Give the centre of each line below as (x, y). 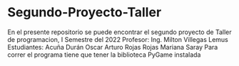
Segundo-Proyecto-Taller (85, 12)
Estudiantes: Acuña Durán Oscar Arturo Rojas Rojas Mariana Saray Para (113, 47)
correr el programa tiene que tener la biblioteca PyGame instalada (104, 55)
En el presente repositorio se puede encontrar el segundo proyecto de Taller (119, 32)
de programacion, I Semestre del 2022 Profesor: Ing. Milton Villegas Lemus (118, 39)
